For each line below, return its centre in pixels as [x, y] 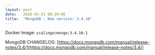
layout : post [19, 10]
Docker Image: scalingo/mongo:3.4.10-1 [47, 33]
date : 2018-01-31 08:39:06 [35, 14]
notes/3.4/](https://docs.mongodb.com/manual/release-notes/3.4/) [75, 48]
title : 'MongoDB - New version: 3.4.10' [49, 19]
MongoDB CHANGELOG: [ [32, 42]
